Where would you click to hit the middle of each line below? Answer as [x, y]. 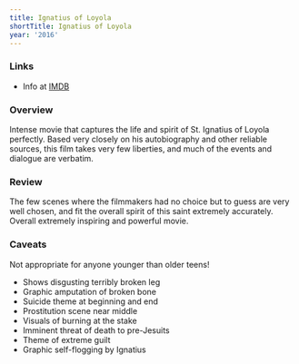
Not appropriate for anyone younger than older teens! [110, 264]
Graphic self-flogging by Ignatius [85, 349]
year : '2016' [34, 34]
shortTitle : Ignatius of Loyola [70, 26]
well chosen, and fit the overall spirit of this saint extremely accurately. [142, 212]
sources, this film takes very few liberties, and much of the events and [141, 148]
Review [26, 182]
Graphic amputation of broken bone [90, 291]
